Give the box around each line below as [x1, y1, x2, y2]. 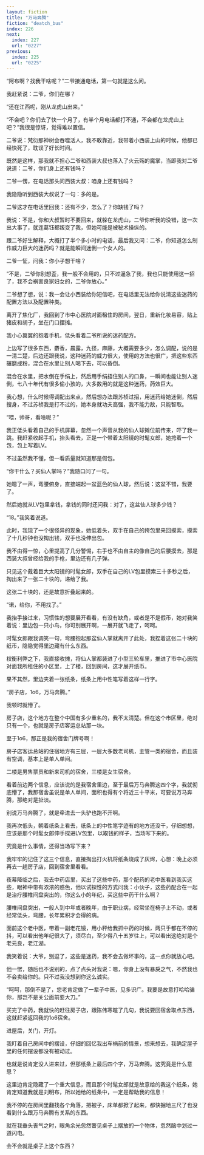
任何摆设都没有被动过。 [16, 1047, 76, 1054]
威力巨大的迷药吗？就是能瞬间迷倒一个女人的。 [11, 244, 129, 251]
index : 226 [6, 26, 34, 32]
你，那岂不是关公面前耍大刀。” [6, 993, 81, 1001]
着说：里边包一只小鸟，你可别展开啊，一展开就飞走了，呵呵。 [6, 621, 161, 629]
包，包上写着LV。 [6, 441, 50, 449]
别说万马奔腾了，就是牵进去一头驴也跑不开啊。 [6, 809, 123, 816]
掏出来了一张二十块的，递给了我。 [6, 575, 92, 582]
